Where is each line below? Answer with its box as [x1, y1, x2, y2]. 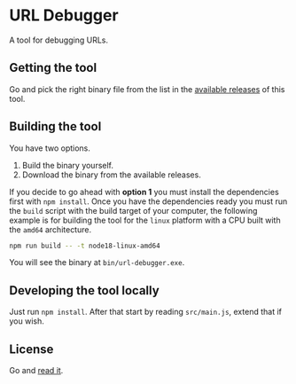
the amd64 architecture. [9, 223, 91, 235]
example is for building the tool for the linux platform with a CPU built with [9, 215, 281, 225]
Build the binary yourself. [21, 160, 113, 170]
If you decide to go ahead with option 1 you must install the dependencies [9, 186, 279, 197]
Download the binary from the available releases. [21, 169, 201, 180]
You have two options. [9, 143, 91, 153]
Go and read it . [9, 365, 64, 376]
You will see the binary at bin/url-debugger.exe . [9, 257, 185, 268]
